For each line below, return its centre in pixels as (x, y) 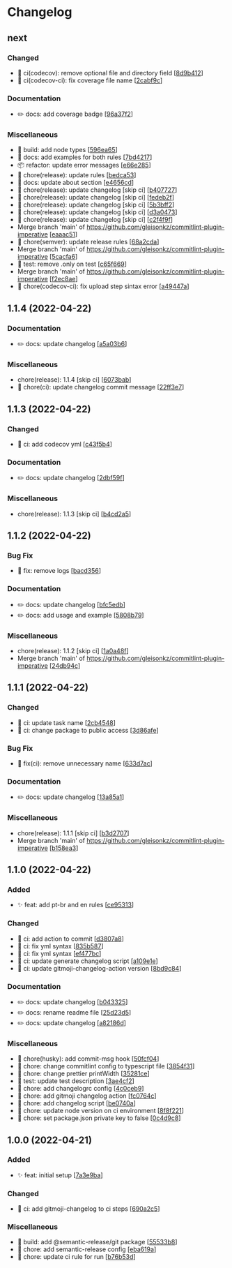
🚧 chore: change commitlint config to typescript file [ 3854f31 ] (106, 1066)
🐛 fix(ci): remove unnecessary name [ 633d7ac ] (85, 763)
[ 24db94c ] (65, 666)
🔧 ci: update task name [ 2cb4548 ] (67, 722)
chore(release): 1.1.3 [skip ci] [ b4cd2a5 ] (74, 514)
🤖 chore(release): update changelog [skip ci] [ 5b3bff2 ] (96, 205)
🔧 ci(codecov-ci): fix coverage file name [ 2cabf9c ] (90, 80)
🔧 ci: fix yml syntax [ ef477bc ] (59, 953)
